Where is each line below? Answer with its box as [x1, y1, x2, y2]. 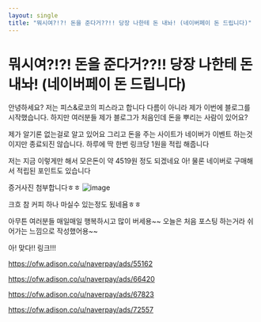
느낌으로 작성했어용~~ [28, 226, 98, 236]
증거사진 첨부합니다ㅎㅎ [8, 183, 81, 192]
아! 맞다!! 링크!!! [8, 243, 57, 253]
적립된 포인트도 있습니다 [16, 166, 91, 176]
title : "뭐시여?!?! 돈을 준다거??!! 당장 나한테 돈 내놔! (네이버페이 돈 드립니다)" [8, 19, 252, 27]
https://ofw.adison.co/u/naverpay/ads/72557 [8, 305, 154, 315]
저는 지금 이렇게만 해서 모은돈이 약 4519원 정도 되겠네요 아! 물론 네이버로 [8, 156, 233, 166]
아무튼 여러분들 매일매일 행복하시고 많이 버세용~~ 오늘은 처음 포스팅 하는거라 [8, 217, 246, 226]
